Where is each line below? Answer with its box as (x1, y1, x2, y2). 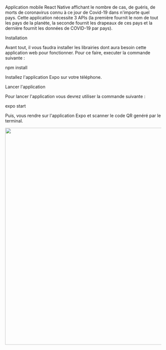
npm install (5, 64, 28, 70)
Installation (5, 35, 28, 41)
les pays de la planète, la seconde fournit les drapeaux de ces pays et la (5, 20, 153, 26)
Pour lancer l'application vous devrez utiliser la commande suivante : (5, 94, 146, 99)
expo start (5, 103, 26, 109)
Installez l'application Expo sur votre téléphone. (5, 74, 102, 80)
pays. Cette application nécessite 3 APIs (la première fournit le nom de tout (5, 15, 159, 20)
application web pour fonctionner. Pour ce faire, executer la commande (5, 50, 151, 56)
